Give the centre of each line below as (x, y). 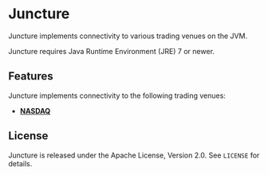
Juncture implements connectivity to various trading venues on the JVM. (128, 36)
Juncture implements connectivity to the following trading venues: (117, 95)
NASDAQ (35, 111)
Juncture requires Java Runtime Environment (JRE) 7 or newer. (112, 51)
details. (20, 163)
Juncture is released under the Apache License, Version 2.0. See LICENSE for (134, 155)
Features (31, 76)
